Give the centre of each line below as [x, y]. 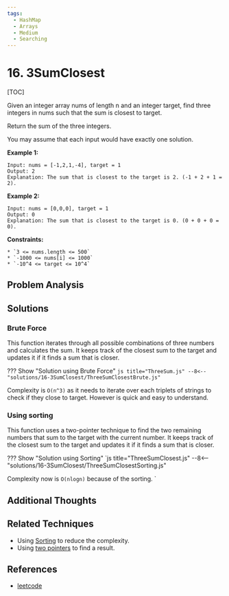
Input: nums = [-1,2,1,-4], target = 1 [64, 166]
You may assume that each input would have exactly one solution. [100, 140]
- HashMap [27, 20]
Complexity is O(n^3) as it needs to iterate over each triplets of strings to [109, 390]
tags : [15, 13]
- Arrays [26, 26]
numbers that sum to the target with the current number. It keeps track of [110, 438]
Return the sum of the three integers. [59, 126]
